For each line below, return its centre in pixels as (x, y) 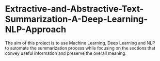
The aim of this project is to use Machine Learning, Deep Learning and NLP (80, 43)
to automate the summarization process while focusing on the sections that (80, 48)
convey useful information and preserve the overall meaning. (66, 53)
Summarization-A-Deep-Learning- (76, 19)
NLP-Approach (36, 30)
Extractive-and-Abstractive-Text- (74, 9)
